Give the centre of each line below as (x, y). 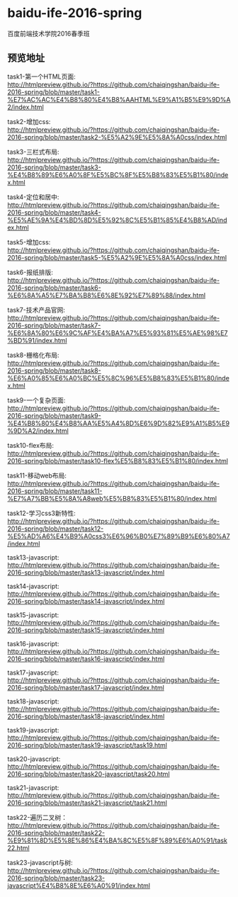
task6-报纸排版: (30, 272)
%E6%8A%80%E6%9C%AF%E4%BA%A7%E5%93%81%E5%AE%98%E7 (118, 333)
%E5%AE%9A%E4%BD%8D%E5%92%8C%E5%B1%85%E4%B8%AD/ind (117, 220)
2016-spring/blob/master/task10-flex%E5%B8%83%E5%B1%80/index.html (118, 461)
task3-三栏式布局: (33, 152)
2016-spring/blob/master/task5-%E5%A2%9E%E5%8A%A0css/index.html (117, 257)
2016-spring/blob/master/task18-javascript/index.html (86, 716)
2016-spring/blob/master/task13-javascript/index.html (86, 572)
